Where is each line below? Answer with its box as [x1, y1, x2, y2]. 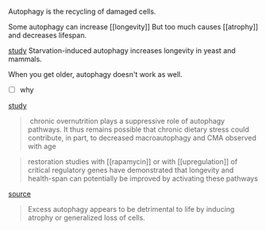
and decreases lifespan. [8, 31, 87, 40]
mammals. [8, 55, 42, 63]
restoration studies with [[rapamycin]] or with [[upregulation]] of [27, 157, 238, 167]
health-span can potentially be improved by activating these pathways [27, 174, 258, 183]
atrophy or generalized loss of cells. [27, 213, 145, 223]
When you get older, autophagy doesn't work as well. [8, 70, 183, 79]
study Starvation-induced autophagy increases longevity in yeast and [8, 46, 236, 55]
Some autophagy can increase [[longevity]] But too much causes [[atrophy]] [8, 22, 259, 31]
